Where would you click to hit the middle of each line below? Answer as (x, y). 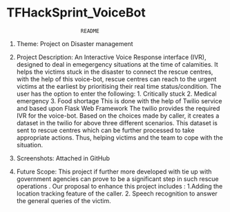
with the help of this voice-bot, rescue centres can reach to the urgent (116, 79)
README (90, 31)
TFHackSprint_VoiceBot (76, 13)
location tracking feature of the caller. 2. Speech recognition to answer (117, 193)
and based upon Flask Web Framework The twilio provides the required (118, 108)
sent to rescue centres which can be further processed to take (105, 130)
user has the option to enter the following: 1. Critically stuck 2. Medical (116, 94)
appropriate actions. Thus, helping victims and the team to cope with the (120, 137)
